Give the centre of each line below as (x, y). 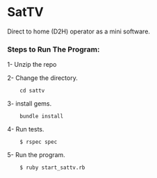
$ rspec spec (39, 142)
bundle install (42, 116)
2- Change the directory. (42, 78)
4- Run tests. (26, 129)
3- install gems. (30, 104)
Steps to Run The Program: (53, 49)
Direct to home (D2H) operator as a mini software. (79, 31)
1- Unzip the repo (32, 65)
